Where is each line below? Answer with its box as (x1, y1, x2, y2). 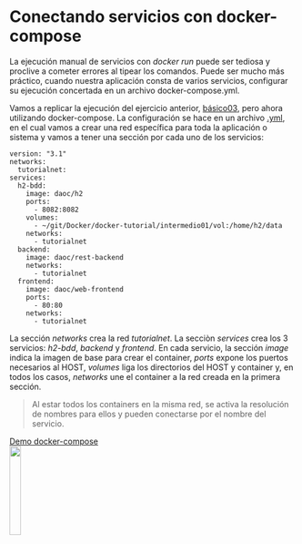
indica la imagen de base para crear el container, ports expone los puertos (9, 352, 288, 363)
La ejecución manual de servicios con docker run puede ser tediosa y (9, 56, 271, 67)
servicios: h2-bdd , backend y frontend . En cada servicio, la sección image (9, 342, 289, 353)
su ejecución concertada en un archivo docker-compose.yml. (9, 85, 240, 96)
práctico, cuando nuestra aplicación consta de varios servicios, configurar (9, 75, 288, 86)
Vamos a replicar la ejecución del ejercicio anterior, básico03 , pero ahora (9, 102, 284, 113)
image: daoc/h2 (25, 189, 84, 198)
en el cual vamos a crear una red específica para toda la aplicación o (9, 121, 268, 133)
